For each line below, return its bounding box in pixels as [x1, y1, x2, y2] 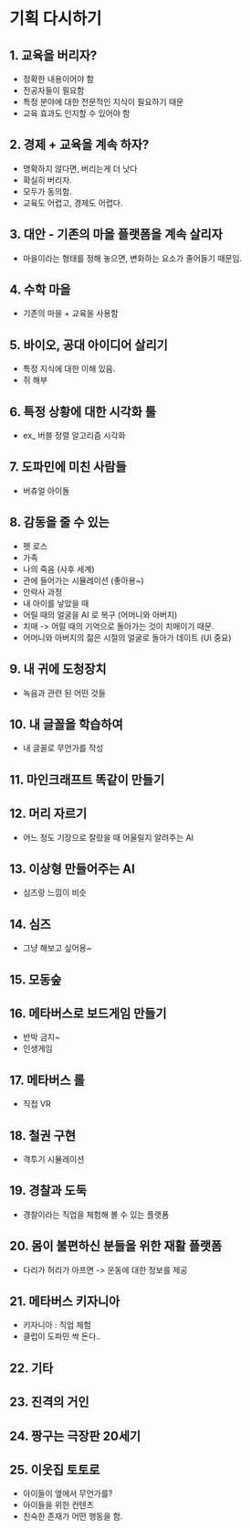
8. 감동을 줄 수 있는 [9, 515, 110, 530]
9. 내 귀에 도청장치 [9, 662, 107, 677]
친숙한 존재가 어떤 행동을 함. [22, 1511, 123, 1522]
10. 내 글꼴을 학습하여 [9, 717, 123, 732]
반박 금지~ [22, 1032, 61, 1043]
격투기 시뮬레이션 [22, 1153, 85, 1164]
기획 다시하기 [9, 8, 102, 29]
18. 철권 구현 [9, 1128, 76, 1143]
